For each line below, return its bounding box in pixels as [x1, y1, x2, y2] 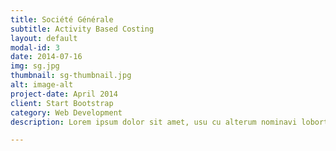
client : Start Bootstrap [10, 98, 114, 108]
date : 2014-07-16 [10, 52, 83, 62]
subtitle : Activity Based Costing [10, 24, 155, 34]
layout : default [10, 33, 78, 43]
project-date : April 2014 [10, 89, 118, 99]
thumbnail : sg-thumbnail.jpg [10, 71, 132, 81]
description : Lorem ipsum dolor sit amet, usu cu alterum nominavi [10, 117, 298, 127]
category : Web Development [10, 107, 123, 118]
